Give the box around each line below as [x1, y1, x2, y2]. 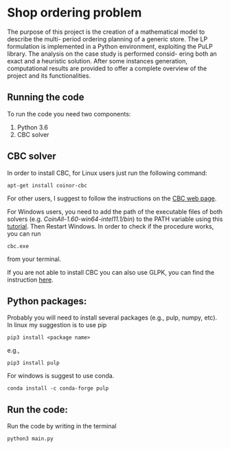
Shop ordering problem [7, 5, 142, 21]
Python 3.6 [16, 123, 48, 132]
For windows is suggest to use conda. [7, 372, 115, 380]
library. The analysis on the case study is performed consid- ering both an [7, 50, 218, 58]
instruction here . [7, 275, 54, 284]
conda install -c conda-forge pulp [7, 385, 109, 392]
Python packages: [7, 295, 87, 307]
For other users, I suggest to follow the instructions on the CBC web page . [7, 194, 217, 202]
